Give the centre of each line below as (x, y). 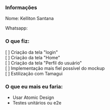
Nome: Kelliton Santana (30, 19)
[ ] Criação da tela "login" (32, 52)
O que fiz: (17, 41)
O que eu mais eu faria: (34, 86)
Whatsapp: (16, 28)
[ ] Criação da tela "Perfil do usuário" (44, 63)
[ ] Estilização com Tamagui (34, 73)
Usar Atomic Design (33, 97)
